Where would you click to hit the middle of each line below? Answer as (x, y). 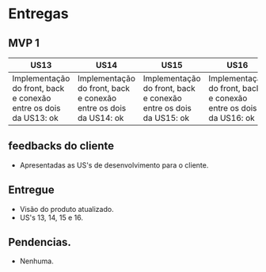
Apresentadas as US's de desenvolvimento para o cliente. (114, 165)
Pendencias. (40, 242)
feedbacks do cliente (61, 146)
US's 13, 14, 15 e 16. (51, 217)
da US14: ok (101, 118)
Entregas (38, 14)
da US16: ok (232, 118)
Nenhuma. (36, 261)
